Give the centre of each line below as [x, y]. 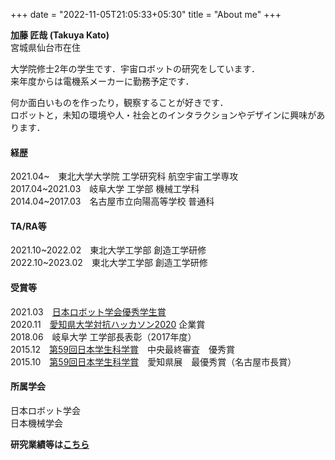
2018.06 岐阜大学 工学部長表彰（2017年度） [103, 336]
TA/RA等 [28, 226]
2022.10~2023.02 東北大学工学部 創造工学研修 [109, 263]
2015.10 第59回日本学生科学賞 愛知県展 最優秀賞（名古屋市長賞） [153, 361]
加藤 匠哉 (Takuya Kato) [60, 35]
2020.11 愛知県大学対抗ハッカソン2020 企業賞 [108, 324]
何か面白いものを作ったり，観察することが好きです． [119, 102]
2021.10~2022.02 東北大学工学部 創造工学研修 [108, 250]
